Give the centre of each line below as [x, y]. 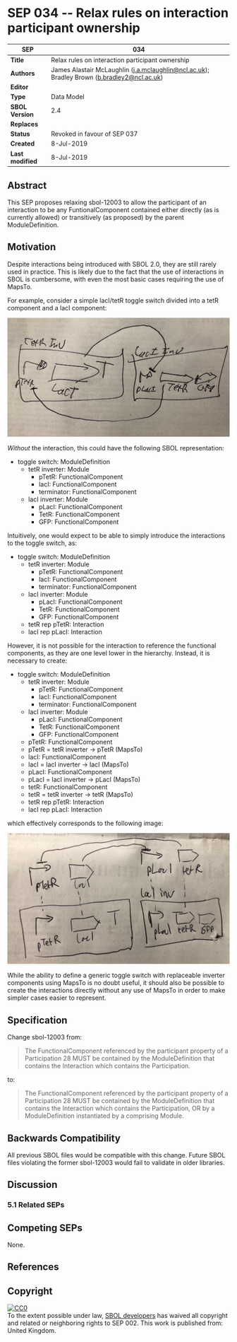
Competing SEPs [45, 1228]
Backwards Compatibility [64, 1138]
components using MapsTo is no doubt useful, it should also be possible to [116, 983]
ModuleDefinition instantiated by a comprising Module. [104, 1116]
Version [22, 114]
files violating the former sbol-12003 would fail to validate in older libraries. [116, 1162]
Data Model [68, 97]
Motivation [32, 247]
